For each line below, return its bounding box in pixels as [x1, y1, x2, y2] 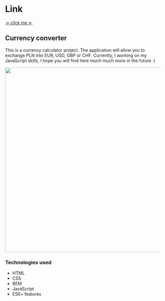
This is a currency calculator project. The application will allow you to [5, 47, 145, 53]
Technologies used [5, 259, 52, 266]
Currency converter [5, 34, 67, 42]
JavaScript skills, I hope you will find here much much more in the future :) [5, 58, 156, 64]
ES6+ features [12, 291, 42, 297]
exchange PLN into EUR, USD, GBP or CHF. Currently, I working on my [5, 52, 147, 58]
